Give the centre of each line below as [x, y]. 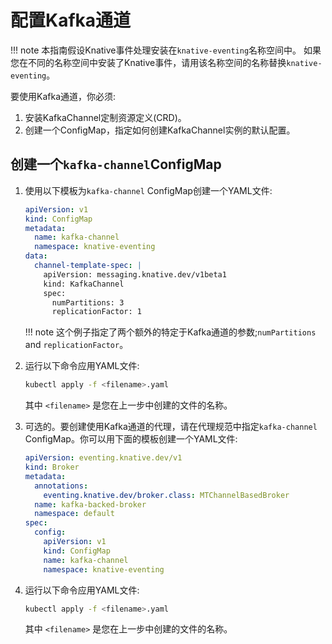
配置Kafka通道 [71, 20]
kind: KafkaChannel [84, 284]
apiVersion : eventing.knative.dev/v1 [103, 458]
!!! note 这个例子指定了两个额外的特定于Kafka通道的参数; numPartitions [170, 332]
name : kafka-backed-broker [90, 504]
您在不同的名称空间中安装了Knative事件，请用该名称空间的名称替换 [148, 62]
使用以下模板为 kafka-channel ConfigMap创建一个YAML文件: [148, 190]
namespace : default [75, 514]
